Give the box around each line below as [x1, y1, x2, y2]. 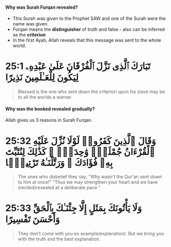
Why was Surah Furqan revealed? [5, 4, 78, 10]
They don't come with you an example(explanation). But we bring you [17, 231, 164, 237]
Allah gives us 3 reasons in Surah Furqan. [5, 117, 93, 123]
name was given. [12, 21, 48, 27]
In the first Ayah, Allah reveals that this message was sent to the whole [12, 37, 161, 43]
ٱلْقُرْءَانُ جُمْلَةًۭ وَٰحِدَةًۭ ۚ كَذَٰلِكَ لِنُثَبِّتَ [5, 146, 156, 158]
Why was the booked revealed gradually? [5, 105, 95, 112]
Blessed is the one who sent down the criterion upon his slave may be [17, 88, 165, 95]
